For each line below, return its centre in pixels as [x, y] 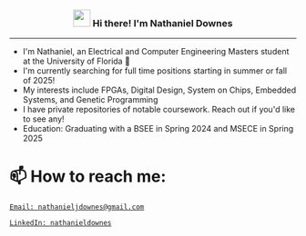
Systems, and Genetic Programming [90, 100]
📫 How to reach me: [88, 177]
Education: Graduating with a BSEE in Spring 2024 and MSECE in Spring [158, 129]
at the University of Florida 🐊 [76, 61]
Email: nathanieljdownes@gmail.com [77, 207]
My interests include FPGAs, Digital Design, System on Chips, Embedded [159, 90]
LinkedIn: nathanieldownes [61, 223]
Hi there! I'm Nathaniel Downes [163, 23]
